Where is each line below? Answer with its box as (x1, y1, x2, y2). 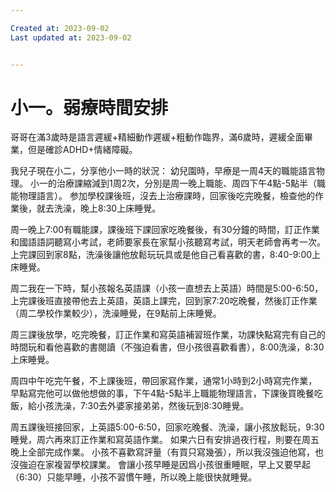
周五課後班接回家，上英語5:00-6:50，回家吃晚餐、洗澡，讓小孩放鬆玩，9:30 (10, 421, 325, 433)
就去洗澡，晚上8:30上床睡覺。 (36, 202, 162, 215)
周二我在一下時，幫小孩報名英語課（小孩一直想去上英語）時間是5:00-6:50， (10, 282, 324, 295)
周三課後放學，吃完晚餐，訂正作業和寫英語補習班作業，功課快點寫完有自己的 (10, 329, 326, 341)
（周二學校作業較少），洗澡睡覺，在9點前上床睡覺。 (10, 307, 222, 320)
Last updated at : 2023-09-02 (10, 32, 132, 43)
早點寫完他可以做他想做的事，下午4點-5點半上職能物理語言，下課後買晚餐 (10, 387, 315, 400)
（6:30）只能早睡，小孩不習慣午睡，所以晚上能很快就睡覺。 (10, 471, 258, 483)
